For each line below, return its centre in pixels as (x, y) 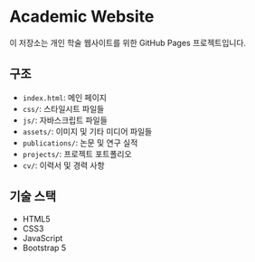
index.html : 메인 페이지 (64, 98)
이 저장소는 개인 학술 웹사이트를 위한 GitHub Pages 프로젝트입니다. (128, 42)
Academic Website (82, 17)
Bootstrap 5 (44, 248)
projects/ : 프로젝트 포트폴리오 (77, 154)
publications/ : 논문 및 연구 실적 (80, 143)
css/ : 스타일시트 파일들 (63, 108)
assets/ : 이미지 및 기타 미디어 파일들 (87, 131)
